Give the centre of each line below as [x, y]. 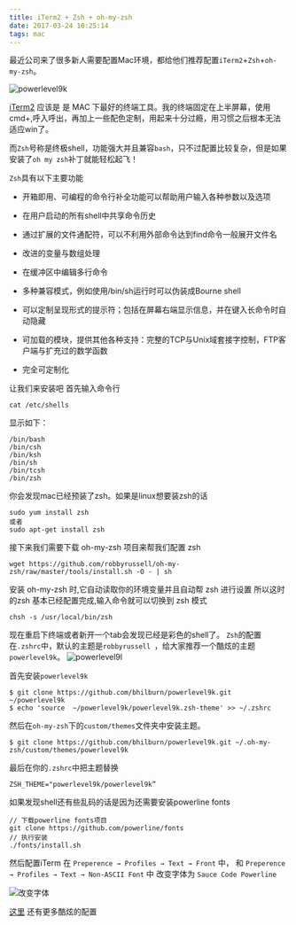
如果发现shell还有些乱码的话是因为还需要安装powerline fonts [120, 802]
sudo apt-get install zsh [57, 530]
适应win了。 [31, 129]
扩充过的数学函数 [77, 351]
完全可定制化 [45, 369]
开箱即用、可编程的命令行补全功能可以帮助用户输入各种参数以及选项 [146, 197]
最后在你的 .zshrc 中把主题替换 [64, 768]
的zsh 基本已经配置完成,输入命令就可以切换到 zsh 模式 [108, 601]
